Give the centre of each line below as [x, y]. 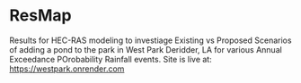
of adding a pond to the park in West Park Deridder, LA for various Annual [146, 49]
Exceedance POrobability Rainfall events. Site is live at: [111, 59]
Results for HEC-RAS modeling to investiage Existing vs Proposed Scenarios [150, 40]
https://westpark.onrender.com [67, 69]
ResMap [40, 16]
